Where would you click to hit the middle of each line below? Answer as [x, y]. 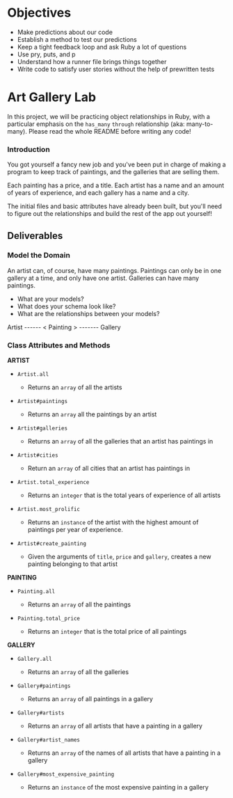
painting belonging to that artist [73, 564]
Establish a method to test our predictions [77, 39]
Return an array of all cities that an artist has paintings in [109, 469]
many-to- [200, 124]
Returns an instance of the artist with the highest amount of [113, 522]
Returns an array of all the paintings [79, 604]
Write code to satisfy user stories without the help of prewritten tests [116, 69]
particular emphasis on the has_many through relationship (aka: [96, 124]
